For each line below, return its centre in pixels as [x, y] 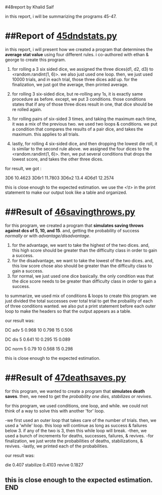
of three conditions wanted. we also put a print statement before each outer [81, 306]
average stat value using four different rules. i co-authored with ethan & [77, 54]
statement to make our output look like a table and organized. [66, 192]
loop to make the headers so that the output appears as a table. [68, 311]
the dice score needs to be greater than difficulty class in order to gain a [84, 281]
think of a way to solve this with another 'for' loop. [55, 411]
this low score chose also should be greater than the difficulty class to [82, 266]
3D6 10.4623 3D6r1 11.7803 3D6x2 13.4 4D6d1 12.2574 [59, 178]
